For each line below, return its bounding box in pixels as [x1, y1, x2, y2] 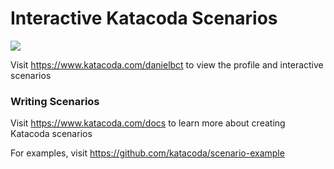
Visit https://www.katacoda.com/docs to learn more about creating [10, 117, 286, 129]
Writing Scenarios [10, 94, 100, 108]
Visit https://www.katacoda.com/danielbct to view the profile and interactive [10, 58, 324, 71]
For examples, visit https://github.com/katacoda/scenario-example [10, 147, 285, 159]
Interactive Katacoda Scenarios [10, 7, 278, 30]
